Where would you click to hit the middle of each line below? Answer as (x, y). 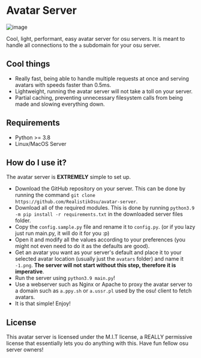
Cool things (28, 64)
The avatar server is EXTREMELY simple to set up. (68, 177)
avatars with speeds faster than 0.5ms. (63, 85)
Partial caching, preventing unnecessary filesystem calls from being (99, 97)
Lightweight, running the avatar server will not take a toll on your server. (104, 91)
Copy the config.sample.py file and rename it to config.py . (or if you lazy (105, 227)
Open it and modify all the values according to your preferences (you (100, 240)
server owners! (25, 350)
